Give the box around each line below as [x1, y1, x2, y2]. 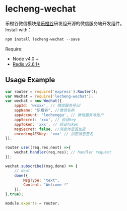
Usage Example [5, 76, 55, 84]
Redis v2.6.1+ [12, 61, 40, 67]
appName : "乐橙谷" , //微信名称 [14, 108, 75, 113]
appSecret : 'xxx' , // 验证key [14, 117, 77, 122]
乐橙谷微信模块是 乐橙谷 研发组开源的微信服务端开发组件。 [5, 20, 124, 26]
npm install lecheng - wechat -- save [5, 36, 80, 42]
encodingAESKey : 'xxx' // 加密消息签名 [14, 131, 94, 136]
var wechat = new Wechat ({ [5, 98, 62, 103]
